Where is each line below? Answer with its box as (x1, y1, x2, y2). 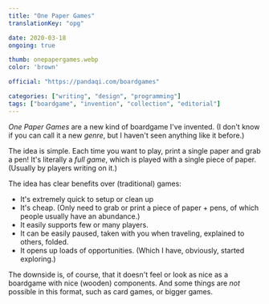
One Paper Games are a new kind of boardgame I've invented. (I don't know (8, 121, 260, 131)
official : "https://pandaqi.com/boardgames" (8, 78, 160, 86)
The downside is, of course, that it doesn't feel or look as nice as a (8, 269, 229, 279)
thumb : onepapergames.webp (8, 55, 99, 64)
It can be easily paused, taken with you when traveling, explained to (19, 228, 245, 238)
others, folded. (19, 236, 69, 246)
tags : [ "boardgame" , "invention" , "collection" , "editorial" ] (8, 100, 221, 108)
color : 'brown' (8, 64, 59, 72)
